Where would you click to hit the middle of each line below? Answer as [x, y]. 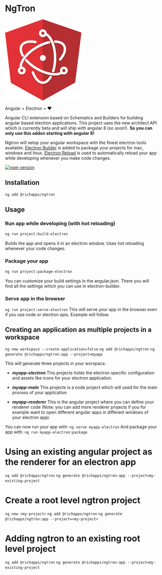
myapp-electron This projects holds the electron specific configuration [83, 373]
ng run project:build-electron [37, 234]
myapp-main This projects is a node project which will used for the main [85, 387]
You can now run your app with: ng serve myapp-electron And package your [81, 427]
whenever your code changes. [36, 248]
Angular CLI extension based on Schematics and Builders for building [74, 117]
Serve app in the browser [35, 299]
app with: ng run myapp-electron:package [46, 432]
